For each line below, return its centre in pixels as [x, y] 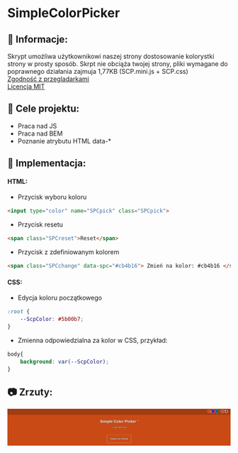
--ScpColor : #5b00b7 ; [52, 320]
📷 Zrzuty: [30, 392]
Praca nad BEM [40, 133]
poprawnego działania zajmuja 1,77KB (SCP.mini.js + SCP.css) [98, 71]
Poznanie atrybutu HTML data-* [64, 141]
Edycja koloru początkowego [60, 298]
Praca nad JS [37, 126]
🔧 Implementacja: [47, 164]
